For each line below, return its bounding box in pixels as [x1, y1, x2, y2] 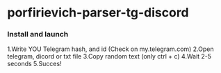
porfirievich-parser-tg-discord [7, 5, 189, 21]
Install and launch [7, 30, 69, 39]
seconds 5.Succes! [7, 60, 62, 68]
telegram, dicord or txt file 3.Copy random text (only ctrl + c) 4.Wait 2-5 [7, 52, 212, 61]
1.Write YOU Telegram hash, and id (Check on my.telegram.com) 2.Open [7, 45, 214, 53]
